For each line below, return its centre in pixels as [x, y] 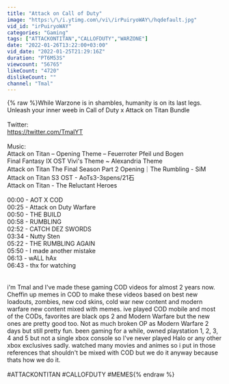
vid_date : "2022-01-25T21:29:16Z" [56, 52]
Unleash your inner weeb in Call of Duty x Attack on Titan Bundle [98, 110]
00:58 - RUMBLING [34, 222]
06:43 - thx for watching [42, 266]
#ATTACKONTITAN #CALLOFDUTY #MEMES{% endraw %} [91, 374]
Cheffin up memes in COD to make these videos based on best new [103, 294]
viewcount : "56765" [35, 64]
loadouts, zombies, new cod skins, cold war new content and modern [105, 302]
